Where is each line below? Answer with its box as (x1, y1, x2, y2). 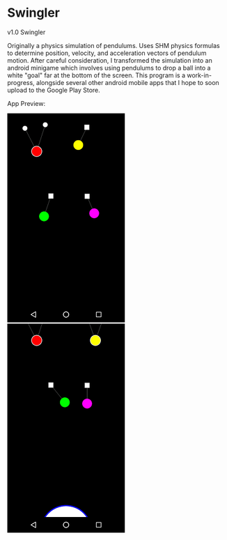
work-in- (187, 71, 212, 79)
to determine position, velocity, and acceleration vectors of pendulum (7, 49, 207, 57)
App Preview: (7, 99, 46, 107)
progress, (7, 78, 35, 86)
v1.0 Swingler (7, 28, 46, 36)
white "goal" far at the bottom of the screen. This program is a (7, 71, 186, 79)
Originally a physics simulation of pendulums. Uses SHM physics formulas (7, 41, 221, 49)
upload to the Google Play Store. (7, 86, 101, 94)
